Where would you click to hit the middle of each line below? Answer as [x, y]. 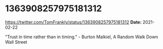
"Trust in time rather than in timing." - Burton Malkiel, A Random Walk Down [82, 37]
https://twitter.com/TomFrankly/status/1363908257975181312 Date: [73, 22]
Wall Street [16, 42]
